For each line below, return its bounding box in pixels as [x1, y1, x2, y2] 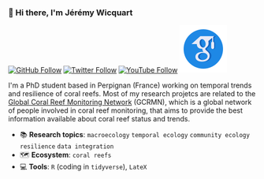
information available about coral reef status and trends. [8, 114, 191, 124]
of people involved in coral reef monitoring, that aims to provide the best [8, 106, 243, 115]
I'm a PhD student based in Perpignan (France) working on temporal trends [8, 80, 252, 90]
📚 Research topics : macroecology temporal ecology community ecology [19, 130, 251, 140]
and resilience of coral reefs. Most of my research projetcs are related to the [8, 89, 256, 99]
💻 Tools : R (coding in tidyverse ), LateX [19, 162, 147, 172]
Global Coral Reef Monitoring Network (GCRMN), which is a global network [8, 98, 252, 107]
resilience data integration [19, 143, 114, 151]
